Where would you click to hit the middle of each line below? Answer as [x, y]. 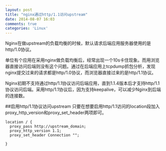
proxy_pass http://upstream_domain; [48, 126]
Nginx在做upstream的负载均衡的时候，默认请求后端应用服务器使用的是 [78, 43]
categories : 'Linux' [27, 28]
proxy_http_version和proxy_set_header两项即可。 [56, 112]
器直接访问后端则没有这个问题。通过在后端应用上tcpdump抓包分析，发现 [80, 66]
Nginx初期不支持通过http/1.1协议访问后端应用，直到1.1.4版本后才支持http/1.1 [82, 83]
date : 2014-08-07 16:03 [30, 19]
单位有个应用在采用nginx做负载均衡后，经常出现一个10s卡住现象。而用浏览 [82, 60]
